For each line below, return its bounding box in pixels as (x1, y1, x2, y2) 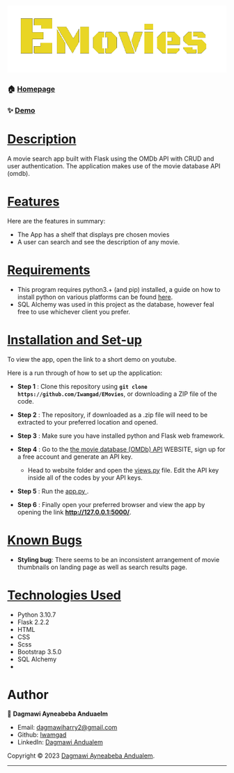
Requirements (7, 262, 91, 278)
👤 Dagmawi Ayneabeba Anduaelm (7, 709, 108, 718)
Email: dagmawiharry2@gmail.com (17, 723, 118, 732)
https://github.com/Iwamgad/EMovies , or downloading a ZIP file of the (17, 390, 217, 398)
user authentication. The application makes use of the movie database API (7, 161, 221, 170)
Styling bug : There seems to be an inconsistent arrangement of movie (17, 555, 220, 564)
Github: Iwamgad (17, 730, 67, 739)
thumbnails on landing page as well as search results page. (17, 563, 188, 571)
